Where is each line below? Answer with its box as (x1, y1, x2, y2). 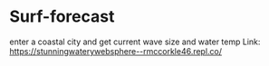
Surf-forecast (9, 6, 115, 27)
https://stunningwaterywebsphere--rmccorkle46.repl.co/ (9, 45, 223, 56)
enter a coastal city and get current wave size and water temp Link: (9, 36, 261, 47)
